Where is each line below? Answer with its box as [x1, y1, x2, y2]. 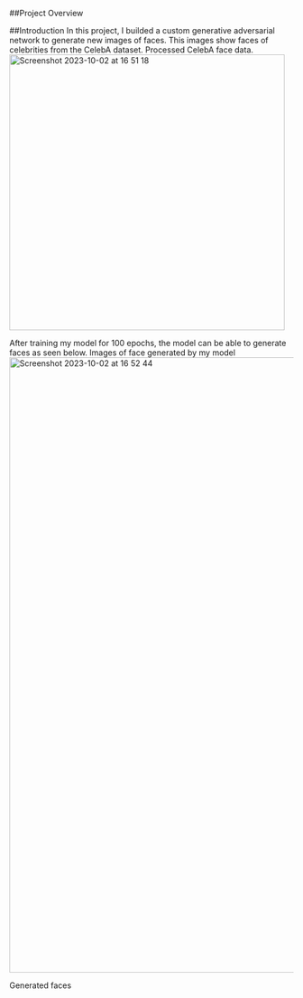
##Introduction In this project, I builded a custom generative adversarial [9, 25, 275, 35]
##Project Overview [9, 8, 84, 18]
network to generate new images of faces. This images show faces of [9, 35, 269, 45]
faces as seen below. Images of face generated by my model [9, 347, 236, 358]
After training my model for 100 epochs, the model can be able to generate [9, 338, 287, 348]
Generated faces [9, 980, 72, 991]
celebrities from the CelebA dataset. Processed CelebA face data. [9, 44, 254, 55]
